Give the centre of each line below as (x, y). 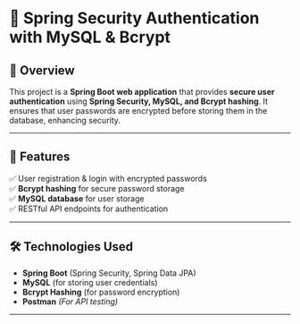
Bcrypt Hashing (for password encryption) (101, 292)
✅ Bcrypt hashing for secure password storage (97, 188)
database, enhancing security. (65, 120)
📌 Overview (42, 70)
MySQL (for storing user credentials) (90, 282)
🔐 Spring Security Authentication (134, 18)
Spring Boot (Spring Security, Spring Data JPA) (109, 273)
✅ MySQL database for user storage (77, 198)
